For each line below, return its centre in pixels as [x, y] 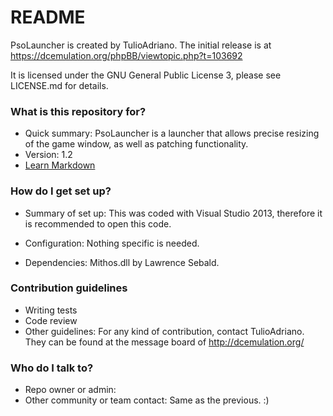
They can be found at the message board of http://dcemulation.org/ [164, 342]
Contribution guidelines [69, 288]
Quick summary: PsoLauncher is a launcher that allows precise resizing [172, 133]
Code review [51, 320]
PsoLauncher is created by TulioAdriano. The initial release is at [141, 45]
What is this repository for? [78, 111]
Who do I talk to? [52, 368]
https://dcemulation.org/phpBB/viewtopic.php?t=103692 [126, 55]
